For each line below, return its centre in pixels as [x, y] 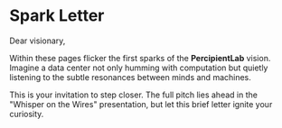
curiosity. [27, 114]
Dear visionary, [38, 41]
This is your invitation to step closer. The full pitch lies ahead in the [133, 95]
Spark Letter [57, 16]
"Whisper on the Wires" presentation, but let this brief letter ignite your [141, 104]
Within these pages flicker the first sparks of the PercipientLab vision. [140, 58]
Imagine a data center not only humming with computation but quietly [139, 68]
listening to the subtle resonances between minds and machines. [130, 77]
